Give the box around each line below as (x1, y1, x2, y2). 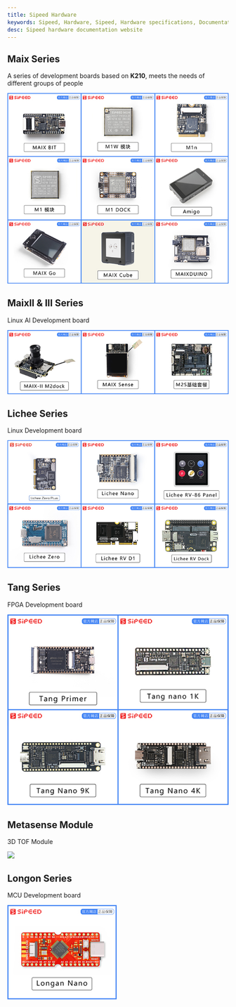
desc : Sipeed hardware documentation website (7, 26, 143, 33)
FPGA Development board (7, 600, 83, 609)
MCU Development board (7, 890, 81, 899)
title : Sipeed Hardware (7, 11, 77, 18)
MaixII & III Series (7, 297, 84, 309)
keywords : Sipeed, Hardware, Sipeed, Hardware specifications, (7, 18, 197, 26)
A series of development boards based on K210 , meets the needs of (7, 72, 205, 80)
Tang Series (7, 581, 61, 593)
